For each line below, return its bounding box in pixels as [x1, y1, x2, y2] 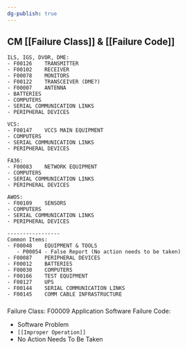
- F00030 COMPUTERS [7, 266, 73, 274]
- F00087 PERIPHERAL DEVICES [7, 255, 100, 262]
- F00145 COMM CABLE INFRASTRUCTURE [7, 291, 123, 298]
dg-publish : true [7, 10, 57, 17]
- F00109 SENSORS [7, 200, 67, 207]
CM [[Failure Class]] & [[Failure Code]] [7, 36, 175, 48]
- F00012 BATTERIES [7, 261, 73, 268]
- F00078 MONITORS [7, 72, 70, 80]
